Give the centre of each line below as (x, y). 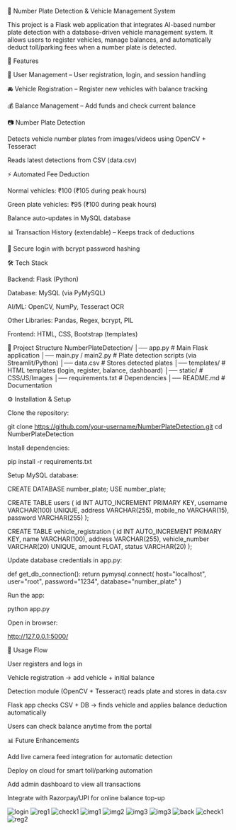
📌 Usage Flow (28, 650)
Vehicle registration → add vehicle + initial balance (81, 677)
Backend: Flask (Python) (43, 279)
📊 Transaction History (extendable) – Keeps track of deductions (101, 232)
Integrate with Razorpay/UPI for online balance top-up (86, 798)
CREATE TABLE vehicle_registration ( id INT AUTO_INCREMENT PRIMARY (114, 531)
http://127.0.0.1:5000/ (38, 636)
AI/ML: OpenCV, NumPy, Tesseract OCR (66, 307)
